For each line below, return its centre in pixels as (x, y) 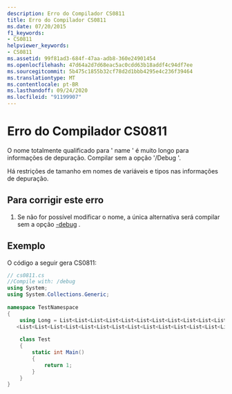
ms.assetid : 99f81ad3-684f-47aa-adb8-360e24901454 (81, 59)
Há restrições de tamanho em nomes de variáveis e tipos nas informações (113, 171)
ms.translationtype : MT (41, 78)
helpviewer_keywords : (38, 46)
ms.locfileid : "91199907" (44, 97)
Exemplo (26, 246)
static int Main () (58, 353)
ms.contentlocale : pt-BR (43, 84)
